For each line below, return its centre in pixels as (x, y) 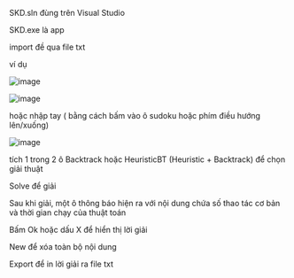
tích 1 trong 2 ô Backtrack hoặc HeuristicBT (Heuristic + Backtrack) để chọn (147, 159)
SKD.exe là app (37, 30)
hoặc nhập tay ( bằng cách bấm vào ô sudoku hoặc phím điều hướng (135, 116)
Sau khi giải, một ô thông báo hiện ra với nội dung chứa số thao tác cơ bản (145, 203)
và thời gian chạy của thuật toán (68, 212)
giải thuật (26, 169)
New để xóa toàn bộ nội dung (63, 247)
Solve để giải (33, 186)
